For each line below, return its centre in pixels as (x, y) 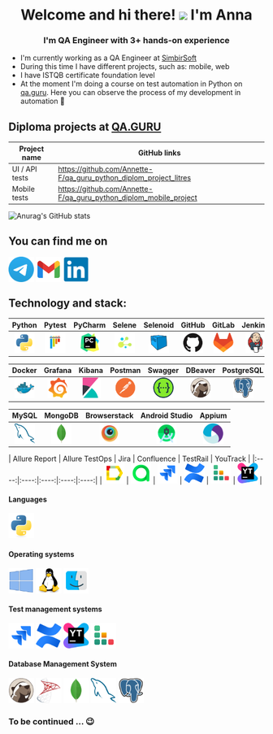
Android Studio (167, 415)
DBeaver (201, 371)
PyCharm (89, 325)
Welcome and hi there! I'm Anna (136, 15)
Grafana (58, 371)
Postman (126, 371)
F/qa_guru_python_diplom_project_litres (125, 178)
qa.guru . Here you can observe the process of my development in (130, 93)
